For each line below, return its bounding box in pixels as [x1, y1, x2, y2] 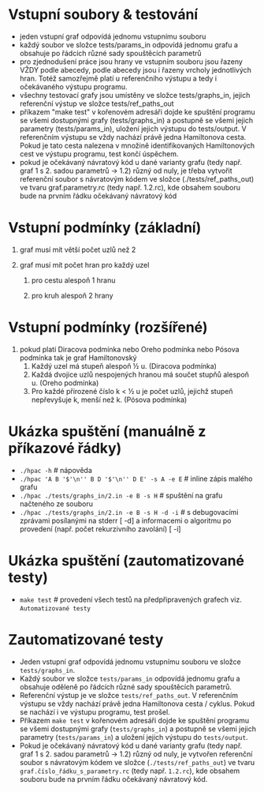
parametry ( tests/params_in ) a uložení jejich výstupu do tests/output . [19, 732, 248, 741]
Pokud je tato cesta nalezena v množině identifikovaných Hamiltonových [19, 141, 255, 150]
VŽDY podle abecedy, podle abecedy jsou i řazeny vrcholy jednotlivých [19, 65, 252, 74]
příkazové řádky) [8, 440, 122, 457]
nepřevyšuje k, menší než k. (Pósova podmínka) [31, 395, 188, 404]
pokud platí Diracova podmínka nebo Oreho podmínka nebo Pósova [19, 344, 240, 354]
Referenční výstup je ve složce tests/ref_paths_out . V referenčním [19, 690, 239, 700]
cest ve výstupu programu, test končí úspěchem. [19, 148, 179, 159]
